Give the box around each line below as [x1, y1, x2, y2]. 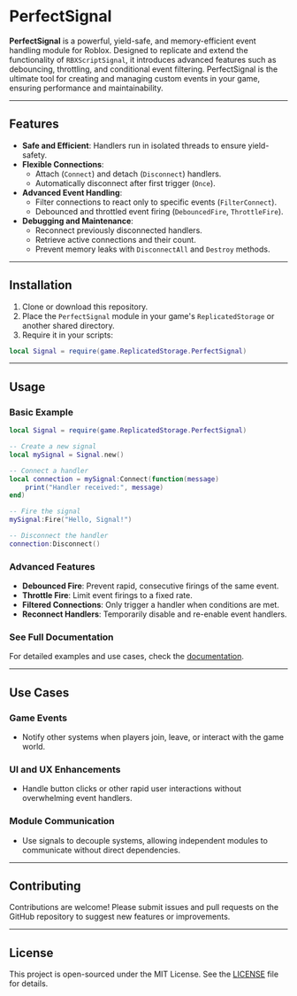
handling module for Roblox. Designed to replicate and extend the [9, 44, 249, 55]
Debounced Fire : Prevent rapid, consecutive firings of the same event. [21, 580, 279, 591]
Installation [9, 277, 72, 293]
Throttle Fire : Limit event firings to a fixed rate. [21, 590, 193, 601]
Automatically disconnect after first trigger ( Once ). [34, 177, 217, 188]
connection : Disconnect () [9, 539, 101, 549]
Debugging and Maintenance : [21, 215, 134, 226]
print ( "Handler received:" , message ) [25, 483, 164, 492]
